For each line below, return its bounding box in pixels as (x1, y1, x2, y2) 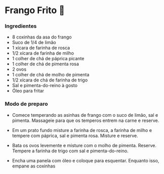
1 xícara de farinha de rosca (12, 45, 70, 51)
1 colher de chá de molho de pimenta (12, 72, 90, 78)
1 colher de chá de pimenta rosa (12, 61, 79, 67)
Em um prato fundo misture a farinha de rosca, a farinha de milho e (12, 127, 152, 133)
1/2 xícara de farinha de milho (12, 50, 74, 56)
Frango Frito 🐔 (5, 5, 65, 16)
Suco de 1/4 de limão (12, 39, 56, 46)
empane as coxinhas (12, 163, 56, 169)
